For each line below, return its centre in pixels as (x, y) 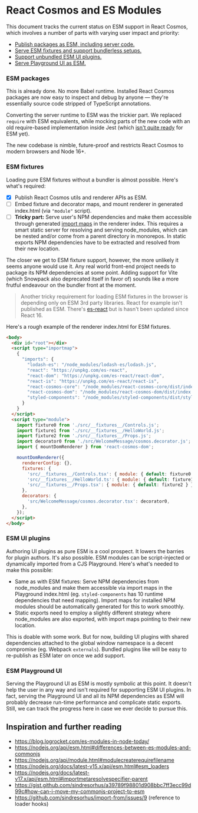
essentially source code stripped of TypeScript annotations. (79, 104)
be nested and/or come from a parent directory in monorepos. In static (100, 236)
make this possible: (29, 570)
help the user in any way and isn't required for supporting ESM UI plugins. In (99, 690)
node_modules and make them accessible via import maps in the (93, 587)
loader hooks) (32, 804)
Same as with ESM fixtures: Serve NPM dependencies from (87, 581)
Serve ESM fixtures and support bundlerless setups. (78, 50)
